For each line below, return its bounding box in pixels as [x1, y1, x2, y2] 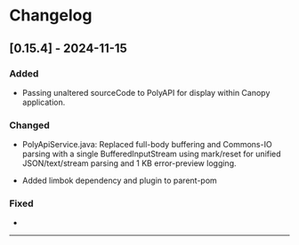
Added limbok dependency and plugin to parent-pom [21, 175, 218, 186]
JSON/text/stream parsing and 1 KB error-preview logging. [21, 158, 238, 169]
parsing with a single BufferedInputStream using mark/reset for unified [21, 148, 282, 160]
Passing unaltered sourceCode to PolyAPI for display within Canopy [21, 87, 271, 98]
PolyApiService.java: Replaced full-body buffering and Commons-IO [21, 139, 273, 150]
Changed [9, 119, 51, 131]
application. [21, 97, 66, 107]
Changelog [9, 5, 93, 26]
